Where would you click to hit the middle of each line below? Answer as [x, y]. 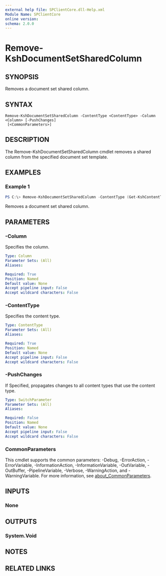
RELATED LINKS [30, 569]
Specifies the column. [27, 247]
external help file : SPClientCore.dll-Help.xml [55, 10]
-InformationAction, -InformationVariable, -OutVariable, [90, 465]
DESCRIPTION [27, 140]
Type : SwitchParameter [28, 400]
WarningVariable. [23, 476]
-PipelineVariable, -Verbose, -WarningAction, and [77, 471]
